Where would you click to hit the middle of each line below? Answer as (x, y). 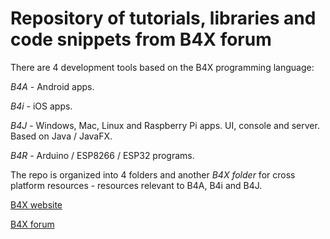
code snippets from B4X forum (141, 39)
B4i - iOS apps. (41, 106)
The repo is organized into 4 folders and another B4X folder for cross (153, 174)
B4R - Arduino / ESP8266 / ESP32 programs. (102, 155)
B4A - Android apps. (52, 86)
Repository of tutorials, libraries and (163, 18)
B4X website (36, 204)
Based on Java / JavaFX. (61, 136)
